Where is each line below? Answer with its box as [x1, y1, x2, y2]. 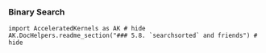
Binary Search [8, 6, 65, 18]
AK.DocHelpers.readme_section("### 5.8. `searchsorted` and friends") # [8, 31, 258, 40]
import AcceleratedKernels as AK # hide [8, 25, 147, 33]
